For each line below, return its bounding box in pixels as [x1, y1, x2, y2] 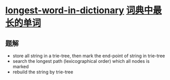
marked [12, 64, 29, 69]
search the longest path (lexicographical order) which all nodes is [12, 58, 150, 64]
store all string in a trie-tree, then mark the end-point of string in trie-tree [12, 53, 165, 59]
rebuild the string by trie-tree [12, 69, 74, 75]
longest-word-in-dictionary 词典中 [5, 5, 153, 16]
